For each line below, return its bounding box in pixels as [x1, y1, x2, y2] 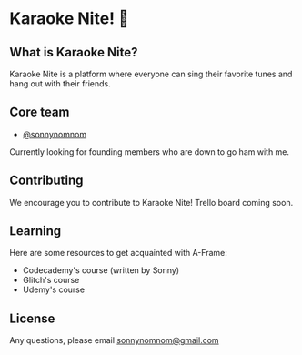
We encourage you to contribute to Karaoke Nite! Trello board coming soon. [9, 197, 294, 208]
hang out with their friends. [9, 78, 111, 89]
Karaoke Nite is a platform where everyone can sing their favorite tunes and [9, 68, 293, 79]
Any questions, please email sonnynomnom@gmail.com [9, 335, 220, 346]
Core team [9, 105, 70, 120]
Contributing [9, 173, 84, 188]
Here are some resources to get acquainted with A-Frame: [9, 248, 227, 259]
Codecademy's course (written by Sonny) [22, 265, 180, 276]
